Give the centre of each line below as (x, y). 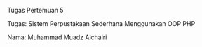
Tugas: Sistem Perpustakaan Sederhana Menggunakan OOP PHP (101, 23)
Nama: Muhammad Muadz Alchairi (57, 37)
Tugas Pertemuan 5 (36, 10)
